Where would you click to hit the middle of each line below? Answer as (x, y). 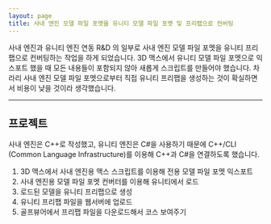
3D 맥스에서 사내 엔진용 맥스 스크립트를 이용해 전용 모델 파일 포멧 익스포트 (137, 171)
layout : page (30, 16)
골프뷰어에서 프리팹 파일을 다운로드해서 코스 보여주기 (103, 212)
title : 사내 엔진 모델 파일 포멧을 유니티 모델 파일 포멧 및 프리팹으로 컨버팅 (121, 23)
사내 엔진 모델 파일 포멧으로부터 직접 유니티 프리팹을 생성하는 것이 (126, 78)
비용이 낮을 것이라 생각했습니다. (66, 88)
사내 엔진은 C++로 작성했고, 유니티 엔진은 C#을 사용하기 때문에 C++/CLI (123, 144)
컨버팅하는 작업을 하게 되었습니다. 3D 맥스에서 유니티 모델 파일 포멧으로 (142, 57)
